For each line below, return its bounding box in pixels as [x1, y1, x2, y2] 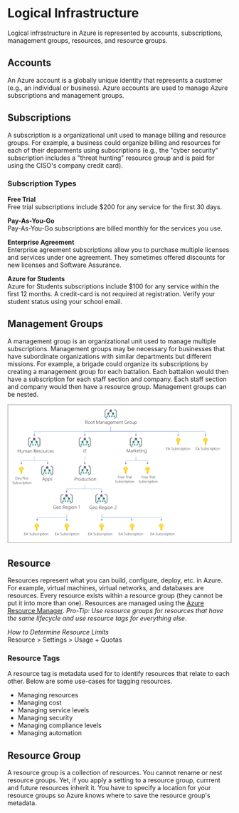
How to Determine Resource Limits [7, 628, 109, 637]
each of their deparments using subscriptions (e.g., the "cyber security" [7, 146, 219, 154]
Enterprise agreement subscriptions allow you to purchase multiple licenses [7, 245, 230, 254]
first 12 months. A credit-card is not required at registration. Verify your [7, 289, 216, 298]
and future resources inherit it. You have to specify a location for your [7, 784, 211, 792]
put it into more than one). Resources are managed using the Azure [7, 599, 204, 607]
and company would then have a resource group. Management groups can [7, 382, 227, 390]
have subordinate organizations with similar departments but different [7, 352, 212, 360]
